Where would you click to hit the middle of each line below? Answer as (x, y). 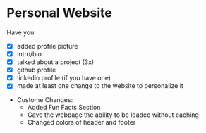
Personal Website (59, 13)
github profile (36, 70)
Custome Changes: (45, 100)
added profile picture (47, 46)
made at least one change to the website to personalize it (100, 86)
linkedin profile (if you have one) (63, 78)
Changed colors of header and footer (81, 122)
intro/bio (29, 54)
